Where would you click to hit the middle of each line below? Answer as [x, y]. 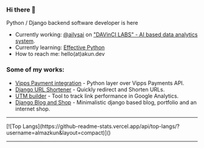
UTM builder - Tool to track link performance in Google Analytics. [97, 96]
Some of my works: [36, 70]
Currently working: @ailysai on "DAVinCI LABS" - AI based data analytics [106, 35]
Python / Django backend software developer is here [72, 23]
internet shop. [32, 109]
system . [25, 41]
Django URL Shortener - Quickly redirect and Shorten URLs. [90, 89]
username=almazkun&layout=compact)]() [59, 132]
